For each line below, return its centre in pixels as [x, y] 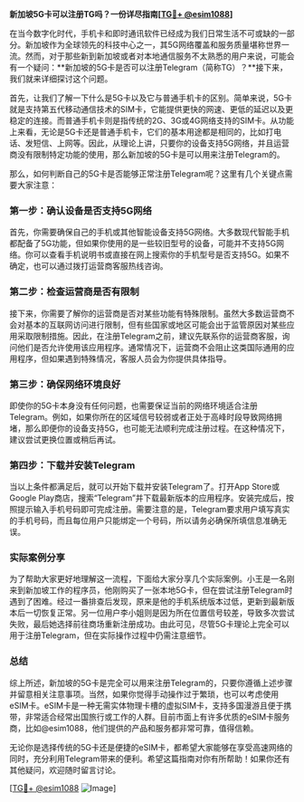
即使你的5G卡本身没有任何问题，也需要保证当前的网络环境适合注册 [133, 406]
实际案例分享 [38, 558]
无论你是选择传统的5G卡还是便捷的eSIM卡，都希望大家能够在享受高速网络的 [151, 747]
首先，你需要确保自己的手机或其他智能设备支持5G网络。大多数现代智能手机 [149, 232]
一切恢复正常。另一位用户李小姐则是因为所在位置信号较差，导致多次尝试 [160, 613]
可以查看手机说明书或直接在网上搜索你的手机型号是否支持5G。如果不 [161, 255]
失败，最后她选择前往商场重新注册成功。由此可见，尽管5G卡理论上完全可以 [149, 625]
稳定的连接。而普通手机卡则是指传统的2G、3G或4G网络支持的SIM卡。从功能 [152, 120]
